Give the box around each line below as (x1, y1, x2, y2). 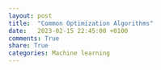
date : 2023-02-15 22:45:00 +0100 (8, 27, 129, 35)
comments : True (8, 34, 60, 43)
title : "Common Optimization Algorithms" (8, 19, 154, 27)
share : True (8, 42, 49, 50)
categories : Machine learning (8, 49, 111, 57)
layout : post (8, 11, 53, 20)
